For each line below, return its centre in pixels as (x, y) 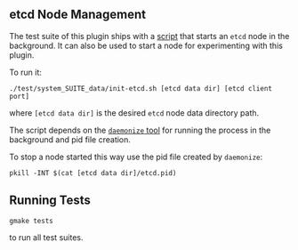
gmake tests (31, 221)
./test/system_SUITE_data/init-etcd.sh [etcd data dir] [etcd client (141, 88)
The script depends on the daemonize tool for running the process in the (140, 130)
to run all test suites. (46, 237)
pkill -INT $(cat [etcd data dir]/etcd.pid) (93, 173)
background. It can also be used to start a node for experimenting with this (146, 45)
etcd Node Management (78, 15)
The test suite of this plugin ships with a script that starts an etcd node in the (149, 36)
